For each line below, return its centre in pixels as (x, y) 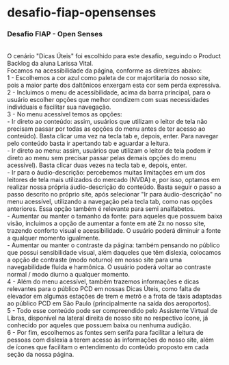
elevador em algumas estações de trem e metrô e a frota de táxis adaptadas (114, 297)
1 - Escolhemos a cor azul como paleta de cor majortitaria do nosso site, (109, 78)
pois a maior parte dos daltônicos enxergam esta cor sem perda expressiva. (114, 85)
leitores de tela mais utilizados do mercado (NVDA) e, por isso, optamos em (114, 180)
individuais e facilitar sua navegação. (59, 107)
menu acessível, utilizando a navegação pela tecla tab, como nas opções (110, 202)
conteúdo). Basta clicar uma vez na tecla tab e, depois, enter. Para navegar (113, 136)
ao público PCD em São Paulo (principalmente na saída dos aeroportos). (109, 303)
